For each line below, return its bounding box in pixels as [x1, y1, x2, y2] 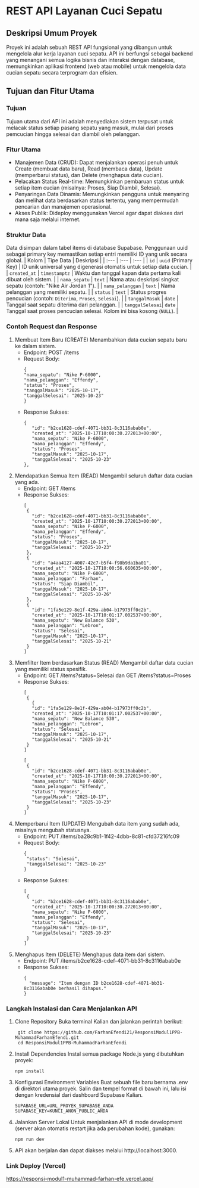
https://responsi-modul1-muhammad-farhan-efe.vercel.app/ [6, 1175, 154, 1183]
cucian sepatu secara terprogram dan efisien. [6, 69, 118, 76]
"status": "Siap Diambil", [31, 581, 99, 587]
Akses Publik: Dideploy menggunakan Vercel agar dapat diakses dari [14, 209, 184, 216]
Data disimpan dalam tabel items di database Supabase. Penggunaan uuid [6, 244, 188, 252]
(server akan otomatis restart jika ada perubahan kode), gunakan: [14, 1125, 175, 1132]
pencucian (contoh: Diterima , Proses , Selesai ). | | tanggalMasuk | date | [6, 295, 179, 302]
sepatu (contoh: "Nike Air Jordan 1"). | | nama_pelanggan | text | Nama [6, 282, 175, 290]
